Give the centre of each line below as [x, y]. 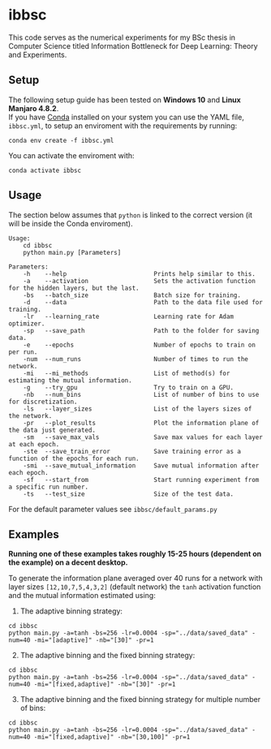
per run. [23, 352]
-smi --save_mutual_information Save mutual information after [141, 465]
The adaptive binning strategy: [71, 611]
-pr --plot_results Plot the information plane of [141, 423]
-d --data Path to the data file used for [143, 302]
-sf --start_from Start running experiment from [141, 480]
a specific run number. [49, 487]
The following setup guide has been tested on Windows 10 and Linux [125, 100]
